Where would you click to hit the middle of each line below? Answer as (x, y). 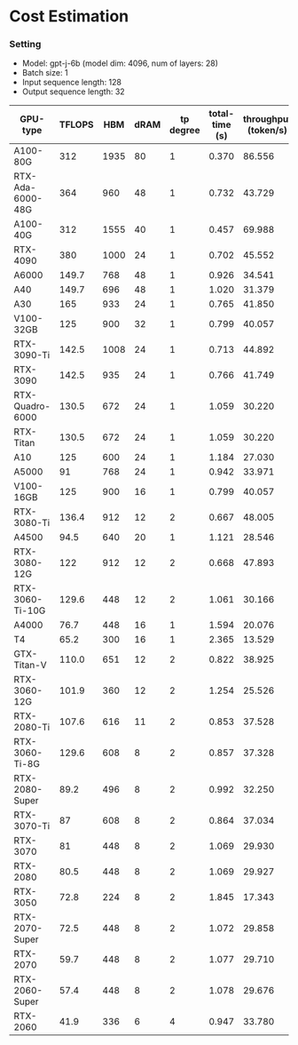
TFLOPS (77, 124)
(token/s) (267, 131)
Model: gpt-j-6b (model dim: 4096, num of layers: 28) (120, 63)
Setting (25, 44)
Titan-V (30, 666)
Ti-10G (30, 610)
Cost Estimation (69, 16)
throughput (267, 119)
